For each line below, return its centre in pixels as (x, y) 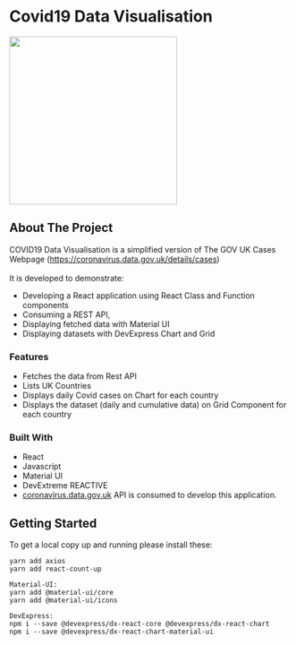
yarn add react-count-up (55, 569)
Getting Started (53, 523)
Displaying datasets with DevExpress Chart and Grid (118, 333)
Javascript (42, 467)
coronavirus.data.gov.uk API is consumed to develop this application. (149, 495)
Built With (31, 437)
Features (29, 357)
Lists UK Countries (57, 386)
